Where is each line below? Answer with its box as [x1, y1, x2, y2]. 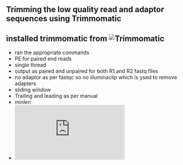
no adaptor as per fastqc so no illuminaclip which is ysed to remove [14, 74, 177, 81]
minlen [14, 99, 31, 106]
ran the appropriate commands [14, 49, 89, 56]
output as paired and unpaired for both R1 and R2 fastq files [14, 68, 158, 75]
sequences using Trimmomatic [6, 14, 122, 24]
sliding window [14, 86, 51, 93]
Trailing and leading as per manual [14, 93, 98, 100]
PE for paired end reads [14, 55, 72, 62]
